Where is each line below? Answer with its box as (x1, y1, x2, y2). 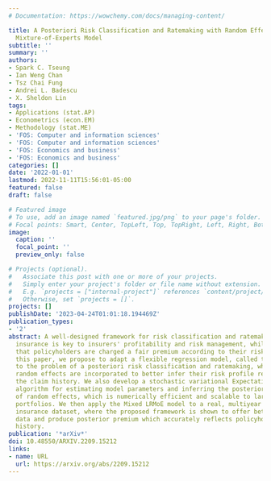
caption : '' (15, 235, 56, 244)
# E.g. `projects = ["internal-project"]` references (8, 288, 200, 296)
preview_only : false (15, 251, 85, 259)
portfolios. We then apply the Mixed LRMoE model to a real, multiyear (15, 400, 262, 408)
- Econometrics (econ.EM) (8, 116, 95, 125)
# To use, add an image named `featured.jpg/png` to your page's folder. (8, 213, 262, 222)
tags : (8, 102, 27, 110)
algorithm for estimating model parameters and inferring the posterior (15, 385, 265, 393)
